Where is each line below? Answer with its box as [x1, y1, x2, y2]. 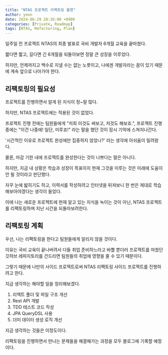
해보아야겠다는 [5, 188, 34, 194]
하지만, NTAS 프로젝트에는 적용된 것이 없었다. [5, 109, 94, 115]
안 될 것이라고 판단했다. [5, 171, 51, 177]
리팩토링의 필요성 [5, 84, 56, 93]
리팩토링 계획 [5, 221, 44, 230]
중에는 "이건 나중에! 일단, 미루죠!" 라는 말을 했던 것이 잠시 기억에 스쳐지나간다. [5, 127, 157, 133]
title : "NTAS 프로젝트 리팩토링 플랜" [5, 7, 76, 13]
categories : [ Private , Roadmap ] [5, 21, 73, 27]
